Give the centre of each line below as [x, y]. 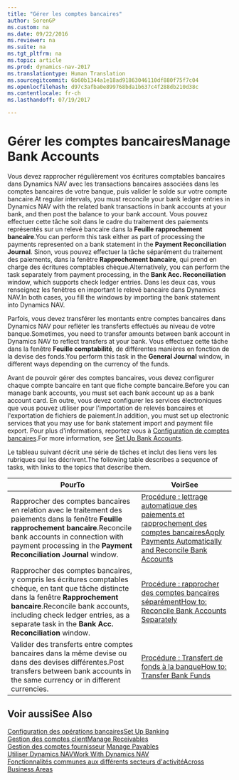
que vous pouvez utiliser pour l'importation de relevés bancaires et [105, 408]
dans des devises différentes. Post [68, 662]
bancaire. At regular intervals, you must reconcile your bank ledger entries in [119, 199]
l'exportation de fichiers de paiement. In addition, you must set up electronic [118, 415]
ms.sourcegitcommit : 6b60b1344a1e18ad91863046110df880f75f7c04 [103, 80]
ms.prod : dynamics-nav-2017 [49, 67]
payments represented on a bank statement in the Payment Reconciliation [117, 244]
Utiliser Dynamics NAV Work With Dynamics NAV [78, 754]
